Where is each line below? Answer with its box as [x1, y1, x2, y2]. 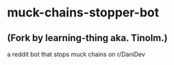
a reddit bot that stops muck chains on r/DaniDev [7, 50, 146, 58]
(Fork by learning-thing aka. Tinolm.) [7, 32, 168, 44]
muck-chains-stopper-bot [7, 5, 160, 21]
